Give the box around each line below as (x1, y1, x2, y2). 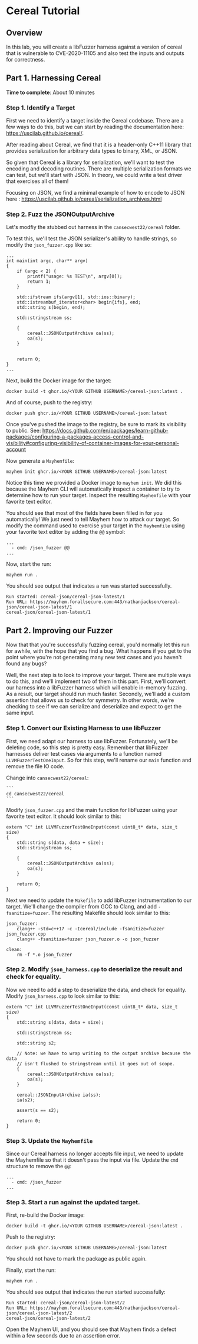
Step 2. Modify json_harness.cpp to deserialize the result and (6, 965, 183, 974)
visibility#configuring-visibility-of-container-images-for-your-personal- (6, 440, 180, 447)
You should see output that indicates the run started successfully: (6, 1288, 166, 1295)
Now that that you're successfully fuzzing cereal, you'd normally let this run (6, 641, 190, 649)
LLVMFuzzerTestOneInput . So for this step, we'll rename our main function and (6, 756, 192, 763)
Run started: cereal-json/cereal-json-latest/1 (6, 594, 126, 600)
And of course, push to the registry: (6, 399, 93, 406)
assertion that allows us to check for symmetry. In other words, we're (6, 697, 174, 704)
